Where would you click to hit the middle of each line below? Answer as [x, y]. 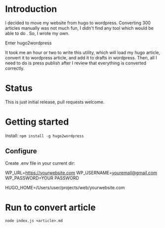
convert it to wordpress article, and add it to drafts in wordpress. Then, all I [81, 57]
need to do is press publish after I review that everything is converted [76, 63]
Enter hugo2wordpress [28, 43]
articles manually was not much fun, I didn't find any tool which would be [80, 28]
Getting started [37, 122]
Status [19, 88]
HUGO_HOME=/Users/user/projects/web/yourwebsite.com [65, 187]
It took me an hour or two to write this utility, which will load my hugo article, [83, 52]
